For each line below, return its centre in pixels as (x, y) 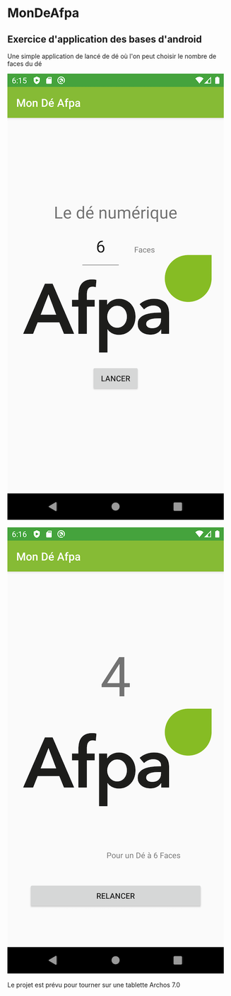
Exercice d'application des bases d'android (105, 39)
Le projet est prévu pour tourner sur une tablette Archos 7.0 (94, 985)
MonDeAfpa (43, 13)
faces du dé (25, 64)
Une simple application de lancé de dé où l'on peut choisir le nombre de (112, 56)
